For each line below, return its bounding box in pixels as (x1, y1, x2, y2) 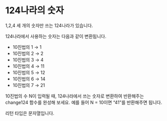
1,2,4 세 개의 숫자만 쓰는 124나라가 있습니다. (5, 22, 93, 28)
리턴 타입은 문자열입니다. (5, 110, 54, 116)
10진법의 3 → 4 (12, 56, 44, 63)
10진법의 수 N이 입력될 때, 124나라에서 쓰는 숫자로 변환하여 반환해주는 (5, 93, 144, 99)
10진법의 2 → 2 (12, 50, 44, 56)
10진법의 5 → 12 (12, 69, 45, 75)
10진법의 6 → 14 (12, 76, 46, 82)
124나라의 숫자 (5, 5, 64, 16)
